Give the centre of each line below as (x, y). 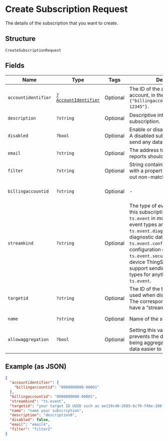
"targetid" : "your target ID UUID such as (54, 406)
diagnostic (141, 237)
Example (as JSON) (36, 366)
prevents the (144, 336)
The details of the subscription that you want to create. (62, 23)
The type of (143, 205)
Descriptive (143, 115)
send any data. (146, 142)
